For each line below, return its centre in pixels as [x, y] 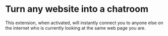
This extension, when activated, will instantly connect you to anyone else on [84, 23]
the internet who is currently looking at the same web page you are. [75, 28]
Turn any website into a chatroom [77, 9]
